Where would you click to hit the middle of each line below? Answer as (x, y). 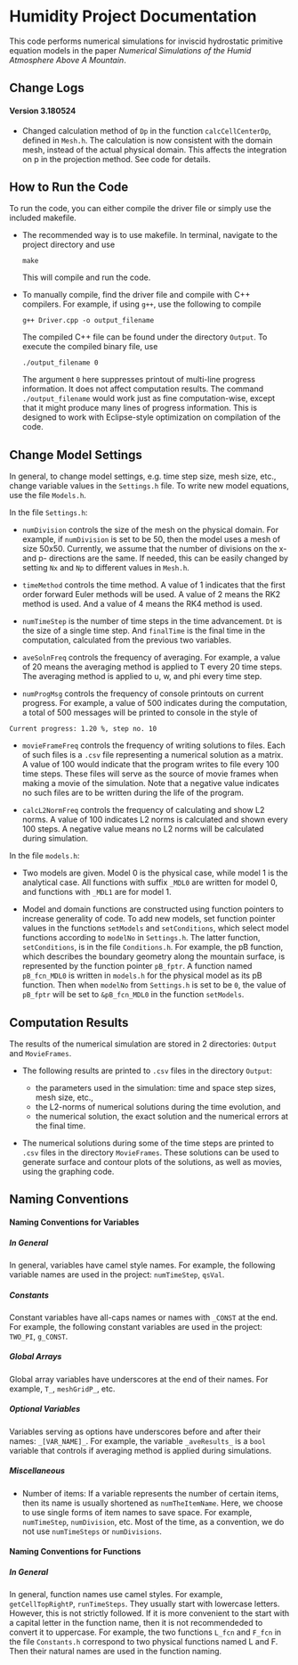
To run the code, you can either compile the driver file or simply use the (141, 209)
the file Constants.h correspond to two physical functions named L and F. (144, 1642)
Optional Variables (45, 1409)
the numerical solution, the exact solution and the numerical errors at (162, 1116)
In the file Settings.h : (48, 513)
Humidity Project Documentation (133, 16)
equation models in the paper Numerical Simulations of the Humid (130, 50)
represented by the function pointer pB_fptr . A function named (137, 966)
